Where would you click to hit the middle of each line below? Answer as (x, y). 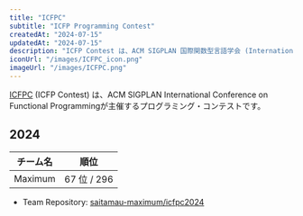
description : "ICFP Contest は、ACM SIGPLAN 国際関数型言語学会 (125, 51)
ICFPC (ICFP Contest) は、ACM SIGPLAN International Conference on (139, 94)
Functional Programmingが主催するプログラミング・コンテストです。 (138, 105)
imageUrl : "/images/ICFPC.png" (68, 68)
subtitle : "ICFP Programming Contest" (82, 26)
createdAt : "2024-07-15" (56, 34)
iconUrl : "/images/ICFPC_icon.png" (76, 59)
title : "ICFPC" (38, 18)
